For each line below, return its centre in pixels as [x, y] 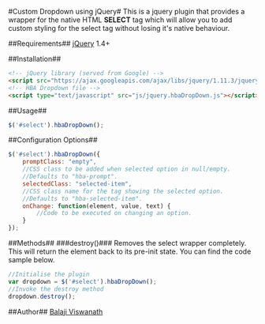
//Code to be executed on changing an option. [114, 213]
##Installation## [35, 59]
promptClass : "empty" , [60, 162]
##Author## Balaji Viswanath [56, 311]
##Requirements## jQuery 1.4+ [59, 43]
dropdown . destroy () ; [42, 296]
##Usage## [28, 111]
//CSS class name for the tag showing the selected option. [123, 191]
